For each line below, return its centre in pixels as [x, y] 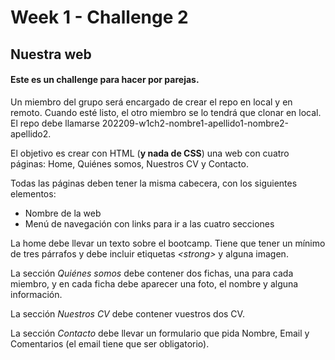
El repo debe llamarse [55, 123]
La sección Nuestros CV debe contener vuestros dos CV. [127, 313]
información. [36, 294]
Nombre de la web [63, 213]
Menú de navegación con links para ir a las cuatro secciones [149, 223]
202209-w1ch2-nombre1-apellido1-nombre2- [195, 123]
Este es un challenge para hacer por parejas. [105, 80]
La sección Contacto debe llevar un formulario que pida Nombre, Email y [160, 333]
